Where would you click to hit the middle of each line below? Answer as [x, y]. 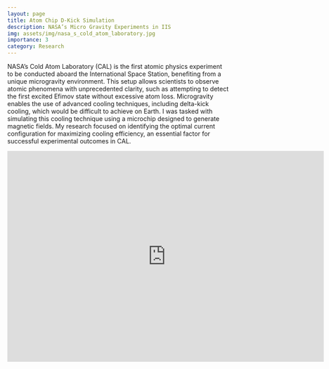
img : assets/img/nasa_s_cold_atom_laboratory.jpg [82, 33]
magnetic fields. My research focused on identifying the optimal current [111, 126]
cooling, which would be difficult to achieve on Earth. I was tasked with [110, 111]
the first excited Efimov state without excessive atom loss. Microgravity [110, 96]
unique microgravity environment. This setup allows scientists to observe [113, 81]
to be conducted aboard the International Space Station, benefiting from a [114, 74]
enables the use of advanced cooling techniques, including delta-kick [108, 104]
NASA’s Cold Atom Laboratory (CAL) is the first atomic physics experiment [115, 66]
